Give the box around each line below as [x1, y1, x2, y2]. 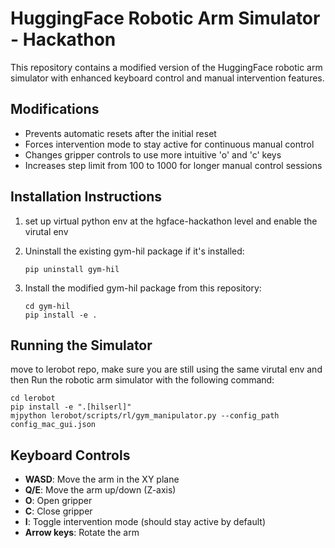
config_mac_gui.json [10, 420, 97, 430]
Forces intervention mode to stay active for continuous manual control [24, 138, 315, 150]
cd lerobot [10, 393, 56, 404]
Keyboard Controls [10, 447, 131, 464]
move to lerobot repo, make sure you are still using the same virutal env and [10, 363, 323, 376]
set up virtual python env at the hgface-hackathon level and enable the [24, 215, 318, 227]
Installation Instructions [10, 188, 163, 206]
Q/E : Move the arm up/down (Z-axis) [24, 484, 177, 496]
